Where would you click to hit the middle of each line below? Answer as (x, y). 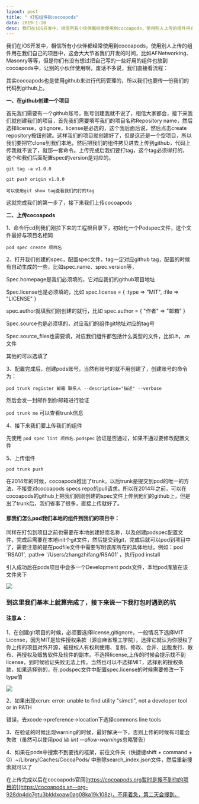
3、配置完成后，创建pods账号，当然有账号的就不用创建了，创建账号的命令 (97, 369)
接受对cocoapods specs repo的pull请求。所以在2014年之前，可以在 (104, 489)
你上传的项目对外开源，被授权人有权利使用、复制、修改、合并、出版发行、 (97, 647)
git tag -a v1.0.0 (29, 169)
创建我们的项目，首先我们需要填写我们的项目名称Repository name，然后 (105, 121)
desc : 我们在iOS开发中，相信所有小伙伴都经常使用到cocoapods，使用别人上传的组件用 (98, 28)
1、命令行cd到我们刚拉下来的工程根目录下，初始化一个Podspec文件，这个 (96, 228)
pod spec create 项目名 (34, 248)
